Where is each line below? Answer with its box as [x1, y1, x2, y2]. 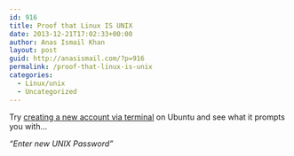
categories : [9, 71, 53, 80]
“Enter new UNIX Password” [9, 138, 114, 149]
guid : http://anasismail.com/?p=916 [9, 54, 145, 63]
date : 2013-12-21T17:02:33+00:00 [9, 29, 133, 38]
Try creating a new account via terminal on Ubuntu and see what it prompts [9, 112, 286, 122]
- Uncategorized [17, 87, 77, 96]
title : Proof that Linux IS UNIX [9, 21, 133, 30]
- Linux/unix [17, 79, 66, 88]
